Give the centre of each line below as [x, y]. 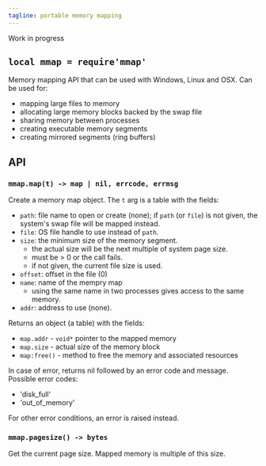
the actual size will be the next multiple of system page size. [129, 249]
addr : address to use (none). [66, 308]
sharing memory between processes [80, 120]
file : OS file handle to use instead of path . [89, 232]
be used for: [28, 89]
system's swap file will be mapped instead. [90, 224]
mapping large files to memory [70, 104]
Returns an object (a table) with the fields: [76, 323]
